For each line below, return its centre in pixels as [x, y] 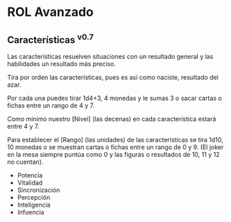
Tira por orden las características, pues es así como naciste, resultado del [113, 77]
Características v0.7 [50, 39]
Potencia [30, 175]
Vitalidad [30, 182]
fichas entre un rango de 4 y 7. [51, 105]
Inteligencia [34, 205]
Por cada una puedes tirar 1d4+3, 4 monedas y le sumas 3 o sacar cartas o [114, 98]
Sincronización [38, 190]
